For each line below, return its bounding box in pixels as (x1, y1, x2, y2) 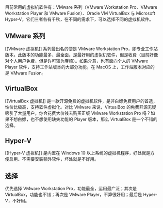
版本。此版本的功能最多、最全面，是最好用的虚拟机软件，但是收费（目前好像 (5, 52, 158, 57)
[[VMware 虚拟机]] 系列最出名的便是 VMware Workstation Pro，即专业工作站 (5, 46, 158, 52)
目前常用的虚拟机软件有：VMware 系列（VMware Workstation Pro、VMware (5, 4, 158, 10)
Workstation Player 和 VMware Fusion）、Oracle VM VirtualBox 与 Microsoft (5, 10, 155, 16)
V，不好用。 (5, 198, 30, 204)
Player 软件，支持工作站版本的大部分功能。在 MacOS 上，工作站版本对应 (5, 64, 151, 69)
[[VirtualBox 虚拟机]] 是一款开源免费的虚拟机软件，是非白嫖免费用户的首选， (5, 98, 158, 104)
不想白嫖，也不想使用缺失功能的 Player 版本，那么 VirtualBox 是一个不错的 (9, 116, 158, 122)
